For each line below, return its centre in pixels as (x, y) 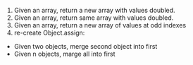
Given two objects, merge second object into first (86, 46)
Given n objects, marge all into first (64, 54)
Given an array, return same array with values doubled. (94, 18)
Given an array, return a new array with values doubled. (94, 10)
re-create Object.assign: (49, 32)
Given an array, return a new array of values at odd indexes (100, 25)
